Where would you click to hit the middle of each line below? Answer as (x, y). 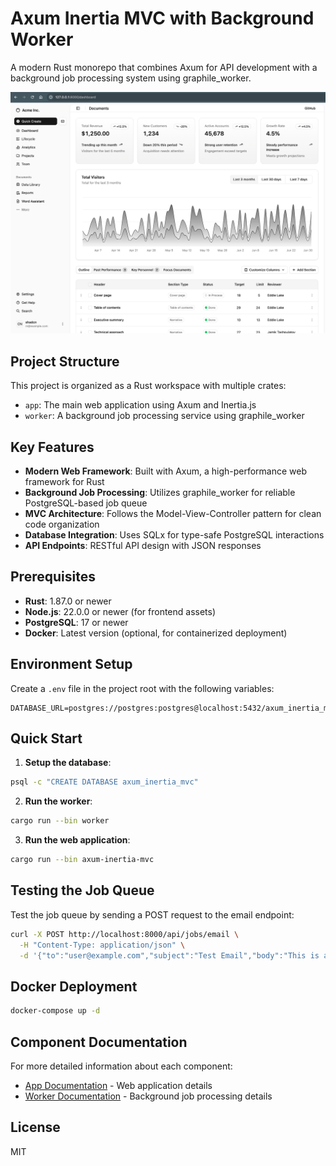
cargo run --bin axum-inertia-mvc (82, 860)
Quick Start (46, 738)
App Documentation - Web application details (118, 1085)
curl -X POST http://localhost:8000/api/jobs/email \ (125, 934)
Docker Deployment (74, 986)
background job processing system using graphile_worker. (131, 78)
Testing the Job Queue (82, 890)
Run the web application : (77, 840)
